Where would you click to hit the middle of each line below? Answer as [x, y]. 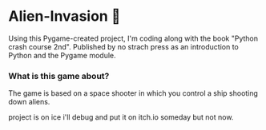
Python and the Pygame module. [62, 55]
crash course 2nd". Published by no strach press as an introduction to [123, 46]
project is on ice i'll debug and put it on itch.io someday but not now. [121, 117]
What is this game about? [59, 76]
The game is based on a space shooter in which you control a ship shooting [133, 93]
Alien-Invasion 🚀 [64, 16]
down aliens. [29, 102]
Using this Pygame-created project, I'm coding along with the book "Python [133, 38]
